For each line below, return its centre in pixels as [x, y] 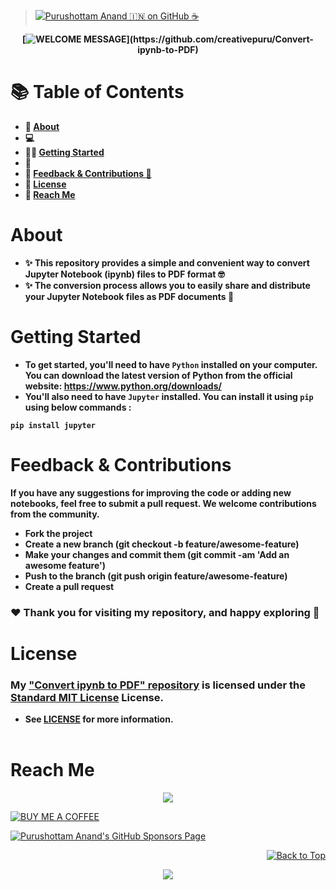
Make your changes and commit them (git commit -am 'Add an [157, 554]
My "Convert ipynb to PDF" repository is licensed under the [158, 685]
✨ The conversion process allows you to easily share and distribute [167, 285]
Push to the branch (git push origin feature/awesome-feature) [156, 576]
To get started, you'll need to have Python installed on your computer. [171, 364]
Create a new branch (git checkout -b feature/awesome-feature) [162, 544]
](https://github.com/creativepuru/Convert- [220, 39]
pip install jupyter [53, 425]
